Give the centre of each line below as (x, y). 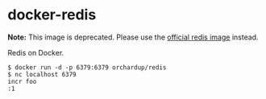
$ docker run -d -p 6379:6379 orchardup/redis (87, 67)
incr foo (22, 81)
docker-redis (52, 15)
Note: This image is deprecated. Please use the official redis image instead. (133, 37)
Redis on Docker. (36, 52)
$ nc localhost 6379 (42, 74)
